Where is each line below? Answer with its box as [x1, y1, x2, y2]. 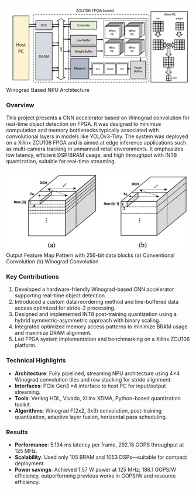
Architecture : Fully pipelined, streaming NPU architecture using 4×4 [14, 370, 180, 377]
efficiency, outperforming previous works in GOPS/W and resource [14, 472, 176, 479]
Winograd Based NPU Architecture [6, 86, 90, 93]
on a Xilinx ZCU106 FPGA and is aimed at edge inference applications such [6, 139, 187, 146]
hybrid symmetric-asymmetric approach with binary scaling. [14, 317, 161, 324]
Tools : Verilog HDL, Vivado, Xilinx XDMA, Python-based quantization [14, 394, 181, 401]
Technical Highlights [6, 356, 66, 365]
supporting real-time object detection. [14, 292, 106, 299]
